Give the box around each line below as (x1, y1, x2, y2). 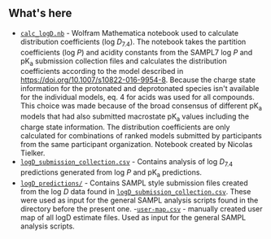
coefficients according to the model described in (20, 67, 184, 76)
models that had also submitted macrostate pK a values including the (20, 111, 250, 123)
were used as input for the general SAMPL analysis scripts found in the (20, 195, 259, 205)
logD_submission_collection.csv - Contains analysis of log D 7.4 (20, 157, 234, 168)
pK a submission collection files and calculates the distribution (20, 56, 227, 67)
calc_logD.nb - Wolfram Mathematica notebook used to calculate (20, 28, 238, 37)
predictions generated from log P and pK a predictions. (20, 167, 202, 179)
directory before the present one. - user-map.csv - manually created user (20, 203, 263, 214)
